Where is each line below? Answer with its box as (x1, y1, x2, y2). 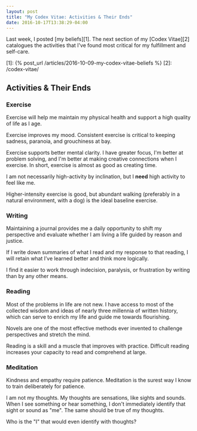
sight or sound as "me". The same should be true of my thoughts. (6, 406, 165, 413)
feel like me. (6, 179, 36, 186)
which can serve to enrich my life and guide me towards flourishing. (6, 313, 171, 320)
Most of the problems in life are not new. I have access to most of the (6, 300, 174, 308)
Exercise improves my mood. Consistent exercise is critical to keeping (6, 132, 175, 139)
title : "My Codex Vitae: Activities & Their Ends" (6, 14, 133, 20)
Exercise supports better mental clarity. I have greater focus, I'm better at (6, 149, 183, 156)
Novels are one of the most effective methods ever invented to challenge (6, 325, 183, 332)
